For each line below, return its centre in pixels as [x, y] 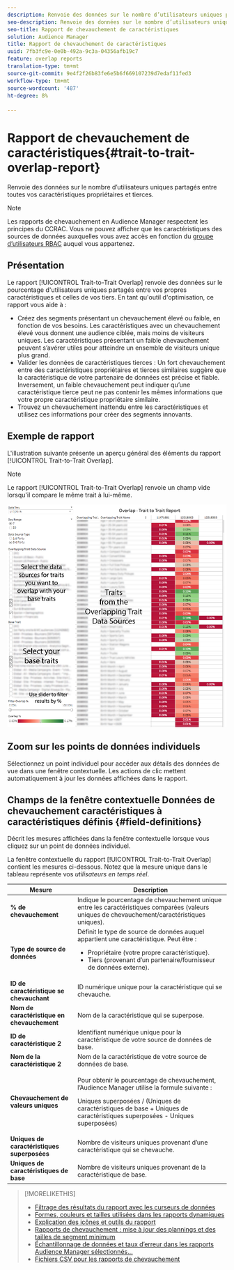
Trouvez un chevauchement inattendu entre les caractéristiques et [112, 407]
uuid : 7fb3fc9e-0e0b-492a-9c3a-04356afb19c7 [73, 52]
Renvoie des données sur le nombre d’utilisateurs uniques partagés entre [112, 187]
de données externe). [119, 968]
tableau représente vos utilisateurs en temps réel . [78, 874]
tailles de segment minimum [75, 1237]
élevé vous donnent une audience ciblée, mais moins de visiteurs [111, 333]
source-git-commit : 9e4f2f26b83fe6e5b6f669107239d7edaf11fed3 [99, 73]
